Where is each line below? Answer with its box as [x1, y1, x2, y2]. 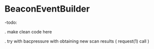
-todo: [4, 19, 18, 25]
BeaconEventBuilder [4, 3, 90, 15]
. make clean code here [4, 29, 52, 34]
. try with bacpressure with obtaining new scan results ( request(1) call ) [4, 38, 150, 44]
